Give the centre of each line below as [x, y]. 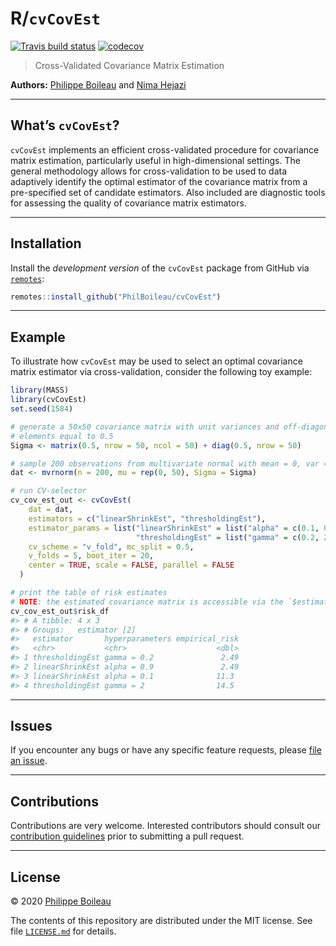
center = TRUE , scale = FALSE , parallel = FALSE [131, 565]
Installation [46, 243]
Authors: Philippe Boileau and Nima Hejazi [98, 84]
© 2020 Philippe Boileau [61, 901]
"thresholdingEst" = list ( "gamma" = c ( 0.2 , [227, 537]
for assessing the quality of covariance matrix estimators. [128, 203]
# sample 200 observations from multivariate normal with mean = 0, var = [169, 463]
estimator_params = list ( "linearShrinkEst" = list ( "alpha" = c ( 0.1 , [174, 528]
